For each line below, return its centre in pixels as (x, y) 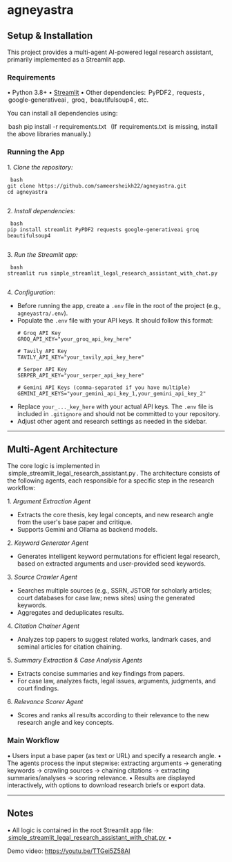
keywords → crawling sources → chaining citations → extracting (98, 770)
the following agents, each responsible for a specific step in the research (111, 481)
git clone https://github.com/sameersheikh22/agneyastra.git (97, 186)
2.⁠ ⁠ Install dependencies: (41, 210)
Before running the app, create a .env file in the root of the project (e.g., (119, 305)
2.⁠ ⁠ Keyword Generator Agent (48, 543)
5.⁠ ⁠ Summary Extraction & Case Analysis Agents (75, 661)
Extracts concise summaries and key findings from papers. (101, 674)
